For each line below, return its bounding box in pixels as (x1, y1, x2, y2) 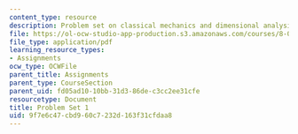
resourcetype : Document (9, 94, 98, 104)
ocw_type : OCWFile (9, 63, 77, 71)
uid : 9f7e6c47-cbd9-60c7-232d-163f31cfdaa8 (9, 111, 173, 120)
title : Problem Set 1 (9, 103, 90, 112)
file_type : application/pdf (9, 37, 114, 47)
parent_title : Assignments (9, 71, 109, 79)
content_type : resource (9, 12, 98, 22)
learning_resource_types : (9, 46, 105, 55)
